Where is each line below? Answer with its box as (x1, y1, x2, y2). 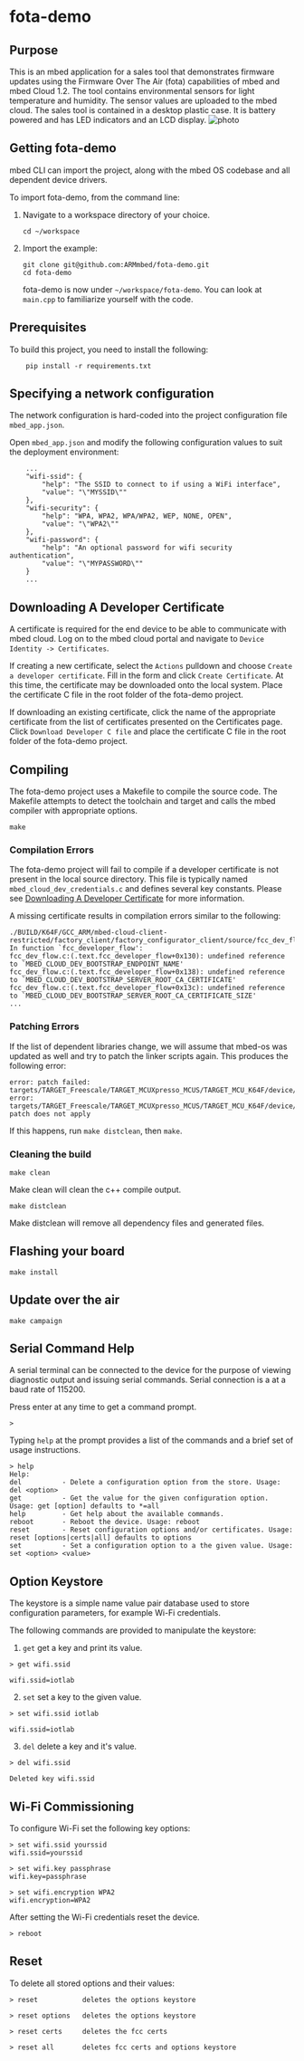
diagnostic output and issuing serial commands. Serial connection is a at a (9, 1374, 287, 1386)
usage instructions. (9, 1445, 81, 1455)
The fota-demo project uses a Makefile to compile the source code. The (9, 786, 278, 797)
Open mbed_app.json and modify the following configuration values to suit (9, 437, 283, 448)
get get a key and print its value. (22, 1643, 143, 1654)
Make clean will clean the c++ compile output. (9, 1184, 182, 1195)
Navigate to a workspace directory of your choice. (22, 209, 211, 220)
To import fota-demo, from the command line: (9, 192, 180, 203)
